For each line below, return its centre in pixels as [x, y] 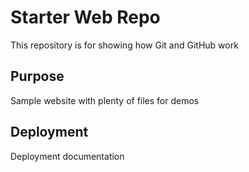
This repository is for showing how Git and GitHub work [124, 45]
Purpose [37, 76]
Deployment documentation [67, 156]
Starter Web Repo [85, 17]
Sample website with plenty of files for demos [105, 100]
